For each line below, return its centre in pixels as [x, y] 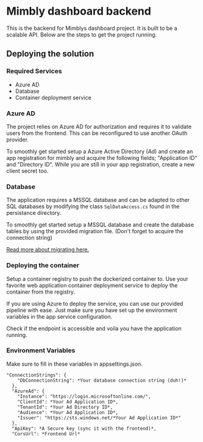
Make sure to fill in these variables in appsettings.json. [75, 364]
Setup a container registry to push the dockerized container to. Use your [98, 278]
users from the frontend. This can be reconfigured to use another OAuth [97, 133]
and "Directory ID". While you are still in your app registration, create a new [101, 164]
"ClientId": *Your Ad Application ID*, [68, 402]
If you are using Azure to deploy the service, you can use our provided [95, 303]
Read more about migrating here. [48, 250]
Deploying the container [43, 266]
